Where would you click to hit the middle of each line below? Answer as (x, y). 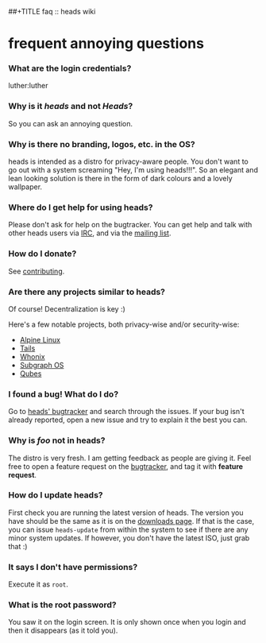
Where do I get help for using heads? (81, 207)
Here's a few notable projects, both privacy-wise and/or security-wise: (124, 324)
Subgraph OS (42, 365)
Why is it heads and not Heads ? (71, 107)
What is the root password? (62, 605)
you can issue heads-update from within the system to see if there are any (128, 529)
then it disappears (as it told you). (63, 630)
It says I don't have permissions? (73, 567)
